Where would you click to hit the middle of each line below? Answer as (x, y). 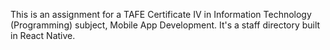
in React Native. (43, 35)
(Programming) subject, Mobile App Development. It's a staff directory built (165, 25)
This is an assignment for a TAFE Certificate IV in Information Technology (161, 14)
